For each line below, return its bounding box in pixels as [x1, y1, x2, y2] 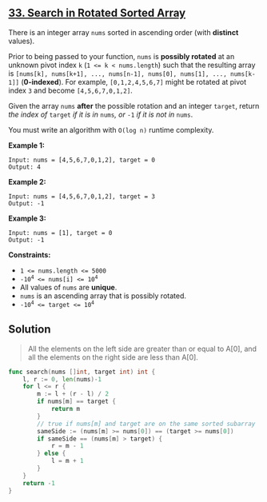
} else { [37, 449, 66, 458]
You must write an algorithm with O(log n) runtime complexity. [8, 125, 214, 134]
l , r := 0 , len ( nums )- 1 [22, 375, 102, 383]
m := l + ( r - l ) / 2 [37, 390, 110, 398]
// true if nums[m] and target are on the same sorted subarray [37, 420, 256, 428]
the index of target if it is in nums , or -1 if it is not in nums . [8, 110, 193, 119]
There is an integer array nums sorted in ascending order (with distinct [8, 27, 239, 37]
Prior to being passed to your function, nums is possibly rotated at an [8, 51, 235, 61]
